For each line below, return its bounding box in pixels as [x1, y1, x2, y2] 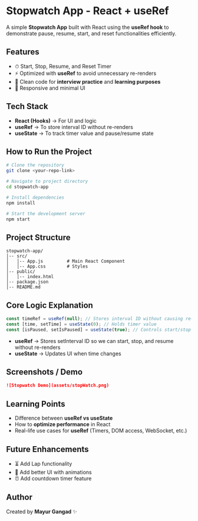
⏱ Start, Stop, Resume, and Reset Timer [14, 62, 112, 70]
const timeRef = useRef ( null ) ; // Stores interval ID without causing [6, 316, 183, 322]
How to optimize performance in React [14, 421, 111, 428]
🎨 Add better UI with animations [14, 469, 93, 476]
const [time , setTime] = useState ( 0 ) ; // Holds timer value [6, 321, 157, 327]
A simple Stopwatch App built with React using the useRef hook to [6, 24, 169, 31]
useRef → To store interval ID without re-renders [14, 123, 134, 130]
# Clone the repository [6, 162, 65, 169]
